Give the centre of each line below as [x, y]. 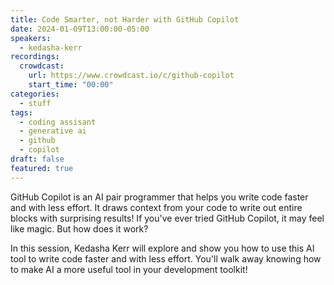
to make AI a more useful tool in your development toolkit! [129, 269]
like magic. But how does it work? [79, 228]
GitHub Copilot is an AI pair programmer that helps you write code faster [159, 197]
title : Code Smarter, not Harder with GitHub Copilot [125, 19]
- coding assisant [58, 122]
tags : [21, 112]
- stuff [35, 103]
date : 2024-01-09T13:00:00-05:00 [80, 29]
